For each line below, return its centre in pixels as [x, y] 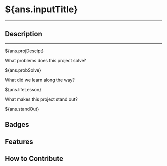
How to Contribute [34, 158]
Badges [17, 124]
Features [19, 141]
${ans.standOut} [22, 109]
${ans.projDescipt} [25, 51]
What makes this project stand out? [42, 99]
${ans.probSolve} [23, 70]
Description [24, 34]
